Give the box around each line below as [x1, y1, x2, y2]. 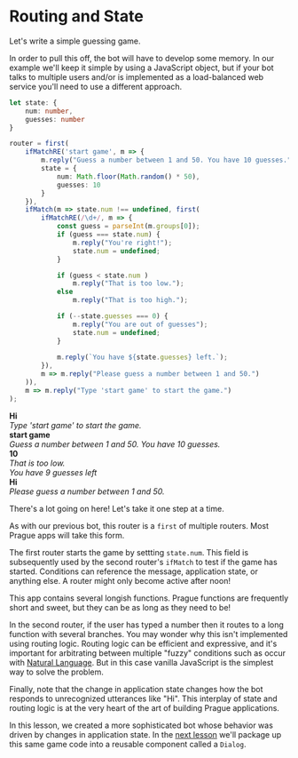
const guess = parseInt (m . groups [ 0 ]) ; [56, 222, 200, 231]
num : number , [25, 107, 74, 116]
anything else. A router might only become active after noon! [9, 575, 231, 586]
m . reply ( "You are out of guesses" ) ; [72, 320, 208, 329]
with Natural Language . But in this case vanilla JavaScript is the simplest [9, 657, 274, 667]
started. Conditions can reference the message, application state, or [9, 566, 259, 577]
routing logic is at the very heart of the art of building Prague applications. [9, 702, 279, 713]
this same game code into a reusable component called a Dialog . [9, 738, 247, 749]
